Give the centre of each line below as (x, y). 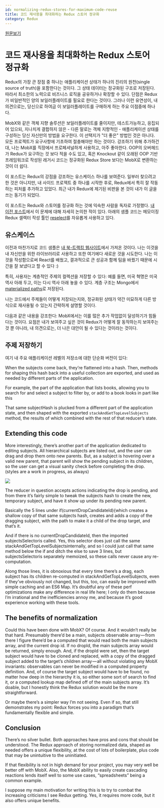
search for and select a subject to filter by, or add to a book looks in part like (82, 393)
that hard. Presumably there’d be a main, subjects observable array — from (80, 635)
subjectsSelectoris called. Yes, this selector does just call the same (73, 540)
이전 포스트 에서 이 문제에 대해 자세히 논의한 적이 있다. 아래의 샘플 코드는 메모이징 (82, 211)
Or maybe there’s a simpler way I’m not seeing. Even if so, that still (72, 702)
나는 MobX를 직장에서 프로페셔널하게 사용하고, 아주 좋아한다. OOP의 (77, 148)
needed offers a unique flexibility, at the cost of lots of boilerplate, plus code (82, 750)
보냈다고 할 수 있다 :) (39, 266)
